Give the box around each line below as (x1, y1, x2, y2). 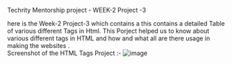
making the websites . (7, 42, 70, 49)
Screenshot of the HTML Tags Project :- (7, 49, 122, 57)
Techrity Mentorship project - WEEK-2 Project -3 (7, 6, 147, 14)
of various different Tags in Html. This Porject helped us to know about (7, 27, 210, 35)
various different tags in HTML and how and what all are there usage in (7, 34, 210, 42)
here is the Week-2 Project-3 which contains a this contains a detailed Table (7, 19, 225, 27)
